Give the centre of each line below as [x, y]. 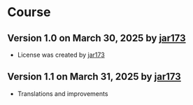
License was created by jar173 [61, 55]
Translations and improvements [63, 93]
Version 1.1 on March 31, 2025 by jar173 [94, 77]
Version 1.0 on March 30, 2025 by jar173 [97, 38]
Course [29, 12]
